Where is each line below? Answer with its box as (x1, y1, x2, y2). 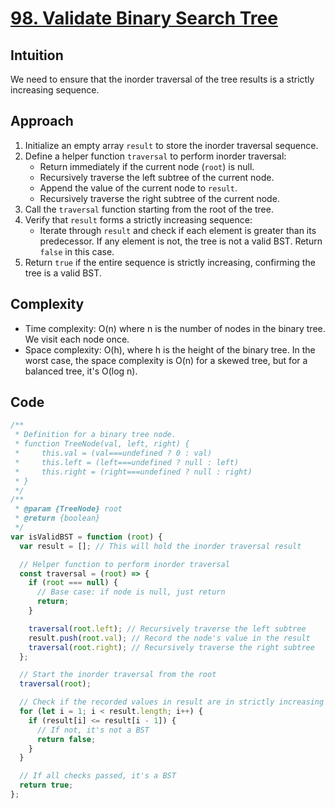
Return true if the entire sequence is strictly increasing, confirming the (24, 256, 316, 268)
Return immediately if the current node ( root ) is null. (39, 160, 255, 172)
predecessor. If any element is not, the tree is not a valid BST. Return (39, 235, 323, 247)
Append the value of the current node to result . (39, 182, 238, 194)
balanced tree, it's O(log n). (24, 365, 138, 377)
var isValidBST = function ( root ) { (10, 532, 163, 542)
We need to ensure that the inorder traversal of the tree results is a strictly (10, 73, 315, 85)
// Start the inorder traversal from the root (19, 670, 217, 680)
